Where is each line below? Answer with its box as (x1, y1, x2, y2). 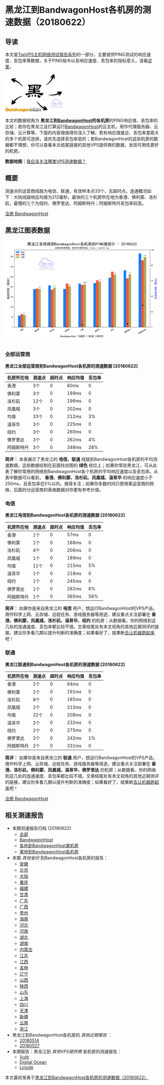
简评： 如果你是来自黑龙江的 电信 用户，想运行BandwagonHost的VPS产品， (5, 606, 158, 611)
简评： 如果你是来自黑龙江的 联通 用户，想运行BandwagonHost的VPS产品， (5, 755, 158, 760)
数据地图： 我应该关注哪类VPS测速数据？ (5, 158, 86, 164)
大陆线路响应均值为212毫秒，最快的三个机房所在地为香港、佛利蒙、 (13, 194, 149, 200)
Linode (19, 1064, 34, 1070)
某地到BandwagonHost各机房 (19, 848, 79, 854)
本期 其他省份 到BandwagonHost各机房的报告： (12, 855, 108, 861)
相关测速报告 (5, 811, 44, 820)
